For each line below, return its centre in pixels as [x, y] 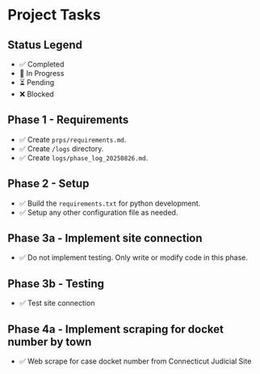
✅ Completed [42, 64]
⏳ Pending [37, 82]
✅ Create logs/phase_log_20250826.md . [84, 157]
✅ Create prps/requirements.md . [73, 139]
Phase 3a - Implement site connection [105, 238]
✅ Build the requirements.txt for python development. [110, 203]
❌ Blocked [36, 94]
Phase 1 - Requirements [68, 120]
